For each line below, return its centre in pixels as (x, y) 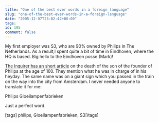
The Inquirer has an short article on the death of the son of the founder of (79, 66)
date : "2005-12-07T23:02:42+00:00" (41, 19)
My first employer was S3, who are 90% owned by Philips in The (70, 46)
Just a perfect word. (25, 106)
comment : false (20, 32)
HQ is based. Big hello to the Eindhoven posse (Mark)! (59, 56)
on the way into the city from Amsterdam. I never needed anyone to (73, 82)
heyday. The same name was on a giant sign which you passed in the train (79, 76)
